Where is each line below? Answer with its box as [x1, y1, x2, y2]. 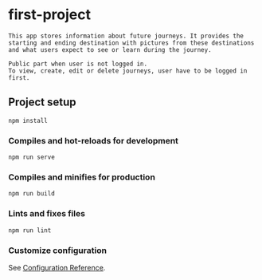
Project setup [8, 96, 77, 109]
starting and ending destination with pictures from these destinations [8, 38, 255, 47]
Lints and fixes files [8, 208, 86, 219]
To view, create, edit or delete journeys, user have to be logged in [8, 66, 248, 75]
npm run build [8, 190, 56, 198]
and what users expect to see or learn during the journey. [8, 45, 213, 53]
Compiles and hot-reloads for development [8, 135, 179, 146]
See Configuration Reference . [8, 262, 106, 272]
